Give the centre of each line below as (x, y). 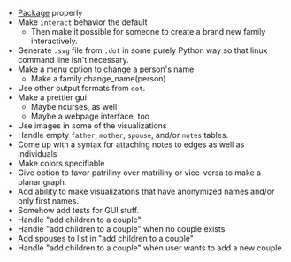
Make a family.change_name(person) (98, 78)
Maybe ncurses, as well (74, 107)
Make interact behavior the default (82, 22)
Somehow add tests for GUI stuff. (78, 210)
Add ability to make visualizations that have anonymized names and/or (146, 191)
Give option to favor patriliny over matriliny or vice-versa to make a (139, 173)
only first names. (48, 201)
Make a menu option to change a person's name (106, 69)
